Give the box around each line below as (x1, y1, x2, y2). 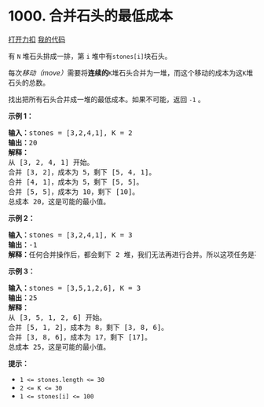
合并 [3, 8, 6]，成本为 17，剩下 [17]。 (8, 332, 152, 342)
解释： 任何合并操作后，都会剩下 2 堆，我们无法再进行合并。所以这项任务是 (8, 250, 255, 259)
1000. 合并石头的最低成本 (8, 7, 174, 25)
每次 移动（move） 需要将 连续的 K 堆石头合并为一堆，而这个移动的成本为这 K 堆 (8, 68, 254, 77)
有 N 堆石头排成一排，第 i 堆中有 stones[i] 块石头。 (8, 51, 172, 60)
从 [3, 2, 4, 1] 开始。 (8, 158, 94, 167)
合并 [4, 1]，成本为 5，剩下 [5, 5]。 (8, 178, 144, 186)
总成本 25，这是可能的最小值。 (8, 343, 111, 351)
